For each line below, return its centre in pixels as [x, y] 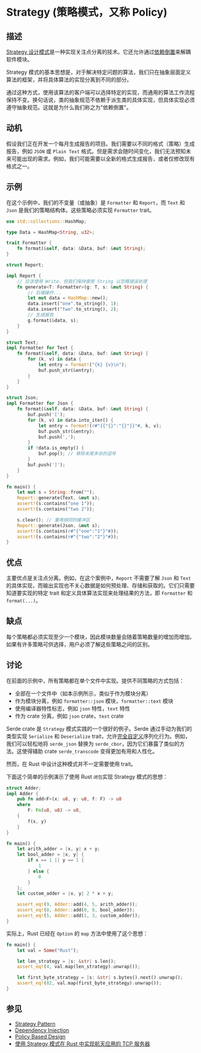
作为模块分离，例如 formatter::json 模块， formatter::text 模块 [94, 701]
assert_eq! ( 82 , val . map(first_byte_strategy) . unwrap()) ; [89, 983]
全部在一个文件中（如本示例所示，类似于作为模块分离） [83, 693]
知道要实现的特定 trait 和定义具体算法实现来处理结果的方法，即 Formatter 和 [99, 593]
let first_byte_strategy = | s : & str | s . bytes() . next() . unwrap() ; [100, 978]
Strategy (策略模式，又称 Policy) [87, 12]
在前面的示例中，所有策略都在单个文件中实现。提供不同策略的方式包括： [95, 680]
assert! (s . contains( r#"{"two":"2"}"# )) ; [68, 537]
